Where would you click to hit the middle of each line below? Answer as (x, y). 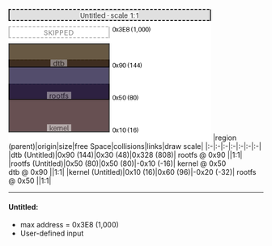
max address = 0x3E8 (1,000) (69, 225)
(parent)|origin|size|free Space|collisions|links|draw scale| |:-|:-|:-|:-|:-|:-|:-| (135, 146)
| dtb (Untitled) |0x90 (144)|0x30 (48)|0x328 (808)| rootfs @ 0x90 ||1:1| (125, 155)
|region (225, 138)
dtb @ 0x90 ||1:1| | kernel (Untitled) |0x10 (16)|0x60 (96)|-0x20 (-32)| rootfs (132, 172)
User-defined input (52, 233)
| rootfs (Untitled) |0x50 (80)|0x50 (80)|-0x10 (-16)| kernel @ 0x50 (117, 163)
